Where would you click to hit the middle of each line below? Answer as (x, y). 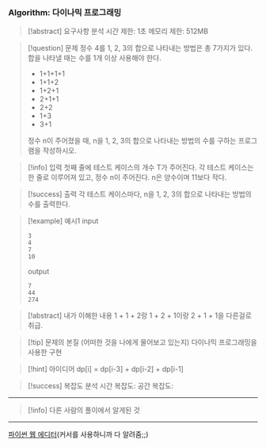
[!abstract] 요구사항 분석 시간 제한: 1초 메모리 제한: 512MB (118, 31)
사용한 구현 (45, 352)
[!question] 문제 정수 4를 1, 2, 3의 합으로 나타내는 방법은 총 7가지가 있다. (140, 48)
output (38, 272)
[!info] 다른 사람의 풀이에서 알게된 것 (84, 411)
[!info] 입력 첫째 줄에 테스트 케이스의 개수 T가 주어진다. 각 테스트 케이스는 (141, 167)
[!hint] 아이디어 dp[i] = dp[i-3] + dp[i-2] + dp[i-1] (105, 369)
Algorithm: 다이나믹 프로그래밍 (65, 12)
